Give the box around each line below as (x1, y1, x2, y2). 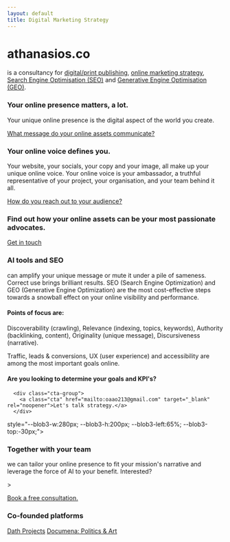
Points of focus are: (7, 309, 65, 317)
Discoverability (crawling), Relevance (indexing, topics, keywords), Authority (7, 324, 223, 332)
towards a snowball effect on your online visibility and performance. (7, 293, 199, 301)
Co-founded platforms (7, 511, 84, 521)
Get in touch (7, 238, 43, 247)
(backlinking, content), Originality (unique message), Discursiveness (7, 331, 200, 340)
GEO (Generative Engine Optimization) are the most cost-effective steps (7, 285, 211, 294)
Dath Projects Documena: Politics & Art (7, 526, 117, 535)
